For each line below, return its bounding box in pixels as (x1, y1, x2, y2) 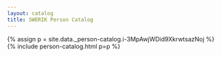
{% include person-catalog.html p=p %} (7, 42, 121, 50)
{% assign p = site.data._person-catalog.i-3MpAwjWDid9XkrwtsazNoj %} (7, 35, 215, 43)
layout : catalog (7, 9, 54, 17)
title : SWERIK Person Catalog (7, 16, 94, 23)
